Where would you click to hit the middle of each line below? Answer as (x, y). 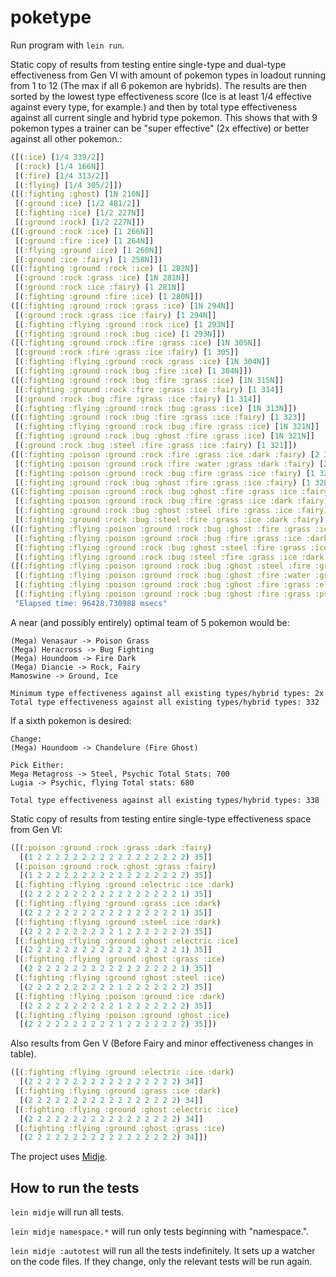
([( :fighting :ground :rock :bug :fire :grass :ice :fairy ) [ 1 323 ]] (158, 417)
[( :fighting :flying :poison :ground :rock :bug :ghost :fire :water (162, 576)
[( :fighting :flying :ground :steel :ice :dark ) (118, 922)
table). (23, 1054)
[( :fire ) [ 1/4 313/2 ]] (62, 176)
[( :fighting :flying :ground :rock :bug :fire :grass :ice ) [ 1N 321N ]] (167, 427)
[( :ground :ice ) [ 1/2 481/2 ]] (77, 204)
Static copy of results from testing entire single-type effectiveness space (161, 818)
